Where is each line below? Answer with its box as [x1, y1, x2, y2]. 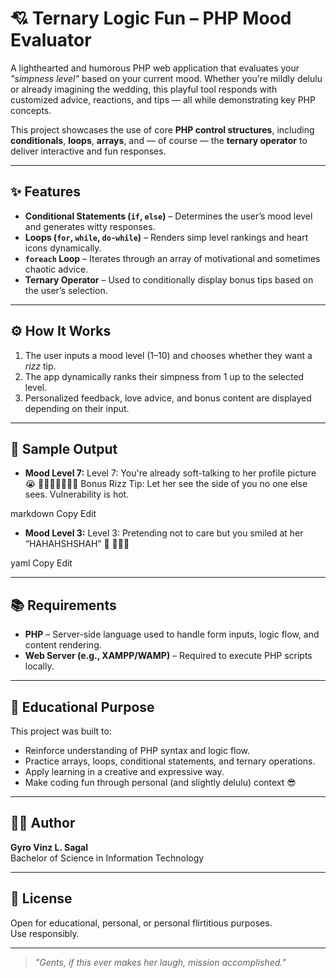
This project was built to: [10, 725, 112, 737]
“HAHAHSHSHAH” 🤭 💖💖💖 [24, 538, 130, 550]
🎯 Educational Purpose [10, 698, 155, 716]
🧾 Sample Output [10, 440, 118, 457]
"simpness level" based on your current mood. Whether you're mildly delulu [10, 72, 323, 84]
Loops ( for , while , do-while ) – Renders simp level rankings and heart [24, 231, 309, 243]
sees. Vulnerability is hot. [24, 488, 130, 501]
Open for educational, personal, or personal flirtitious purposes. [10, 917, 273, 929]
